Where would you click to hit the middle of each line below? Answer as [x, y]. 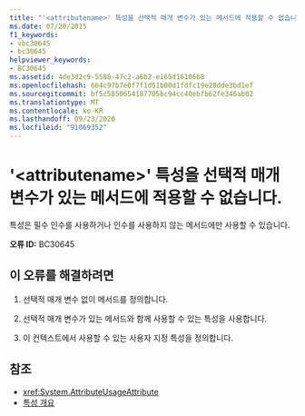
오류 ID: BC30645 [42, 244]
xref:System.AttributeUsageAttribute [90, 391]
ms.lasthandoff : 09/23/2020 [63, 119]
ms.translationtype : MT [54, 102]
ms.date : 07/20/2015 [49, 26]
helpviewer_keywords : [50, 60]
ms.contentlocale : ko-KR [56, 111]
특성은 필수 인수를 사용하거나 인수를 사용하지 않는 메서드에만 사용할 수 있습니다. [150, 224]
